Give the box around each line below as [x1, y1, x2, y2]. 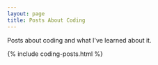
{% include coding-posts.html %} [7, 50, 103, 58]
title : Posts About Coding [7, 17, 86, 24]
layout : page [7, 10, 45, 17]
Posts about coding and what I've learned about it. [7, 36, 152, 44]
